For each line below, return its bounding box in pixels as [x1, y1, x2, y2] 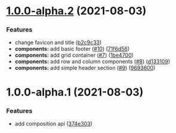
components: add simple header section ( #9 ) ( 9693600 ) [14, 64, 156, 72]
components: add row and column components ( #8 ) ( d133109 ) [14, 58, 171, 65]
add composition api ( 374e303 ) [14, 120, 92, 127]
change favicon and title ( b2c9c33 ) [14, 39, 102, 46]
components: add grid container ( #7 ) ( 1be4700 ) [14, 52, 134, 59]
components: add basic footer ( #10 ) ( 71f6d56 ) [14, 45, 130, 52]
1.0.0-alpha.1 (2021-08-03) [6, 85, 144, 99]
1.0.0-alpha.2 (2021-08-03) [6, 4, 147, 18]
